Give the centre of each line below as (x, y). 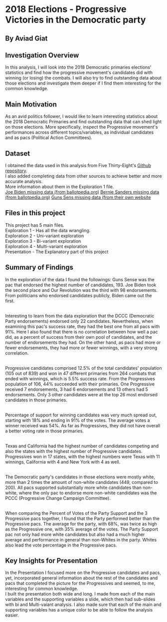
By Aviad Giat (26, 38)
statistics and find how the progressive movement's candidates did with (79, 73)
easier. (12, 615)
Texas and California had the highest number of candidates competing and (82, 446)
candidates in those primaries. (36, 400)
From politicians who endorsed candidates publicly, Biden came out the (79, 295)
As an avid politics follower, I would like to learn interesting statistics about (82, 117)
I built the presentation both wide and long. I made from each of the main (80, 594)
